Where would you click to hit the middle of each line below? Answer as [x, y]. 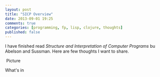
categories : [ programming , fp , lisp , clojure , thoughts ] [64, 28]
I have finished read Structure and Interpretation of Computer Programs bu [80, 46]
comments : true [20, 23]
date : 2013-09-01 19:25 [29, 19]
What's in [15, 70]
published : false [23, 32]
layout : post [18, 10]
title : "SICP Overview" [29, 14]
